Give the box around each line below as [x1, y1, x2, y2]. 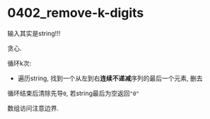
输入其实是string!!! [7, 29, 61, 37]
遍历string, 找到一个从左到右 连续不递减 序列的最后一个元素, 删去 [17, 74, 203, 82]
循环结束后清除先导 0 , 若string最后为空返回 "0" [7, 89, 140, 97]
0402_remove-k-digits [7, 5, 144, 21]
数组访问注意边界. [7, 104, 59, 112]
